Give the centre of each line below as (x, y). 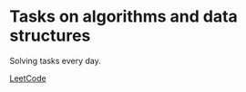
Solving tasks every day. (56, 60)
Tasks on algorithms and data (124, 17)
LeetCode (28, 78)
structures (50, 36)
